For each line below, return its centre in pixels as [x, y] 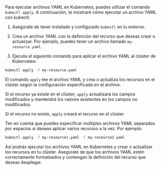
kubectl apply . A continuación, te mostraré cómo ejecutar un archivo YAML [81, 12]
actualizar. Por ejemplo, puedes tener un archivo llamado [69, 41]
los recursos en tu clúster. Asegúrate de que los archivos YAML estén [75, 152]
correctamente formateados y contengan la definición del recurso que [75, 157]
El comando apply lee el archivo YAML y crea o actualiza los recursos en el [80, 79]
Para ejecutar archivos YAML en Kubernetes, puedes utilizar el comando [78, 7]
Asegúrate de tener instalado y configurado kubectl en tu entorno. [79, 27]
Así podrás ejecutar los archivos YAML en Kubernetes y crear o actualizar [79, 147]
